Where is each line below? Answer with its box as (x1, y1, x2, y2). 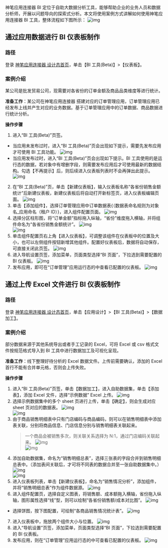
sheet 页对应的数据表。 (12, 404, 61, 410)
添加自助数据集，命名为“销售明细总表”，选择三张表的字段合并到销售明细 (12, 455, 161, 461)
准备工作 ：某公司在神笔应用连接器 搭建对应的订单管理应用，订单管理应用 (5, 98, 155, 104)
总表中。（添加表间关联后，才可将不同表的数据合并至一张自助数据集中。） (12, 461, 161, 467)
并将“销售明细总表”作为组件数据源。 (12, 484, 87, 490)
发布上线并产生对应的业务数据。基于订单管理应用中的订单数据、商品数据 (9, 104, 158, 110)
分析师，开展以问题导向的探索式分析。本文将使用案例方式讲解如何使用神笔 (5, 11, 158, 17)
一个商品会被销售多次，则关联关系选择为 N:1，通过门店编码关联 (24, 433, 155, 439)
